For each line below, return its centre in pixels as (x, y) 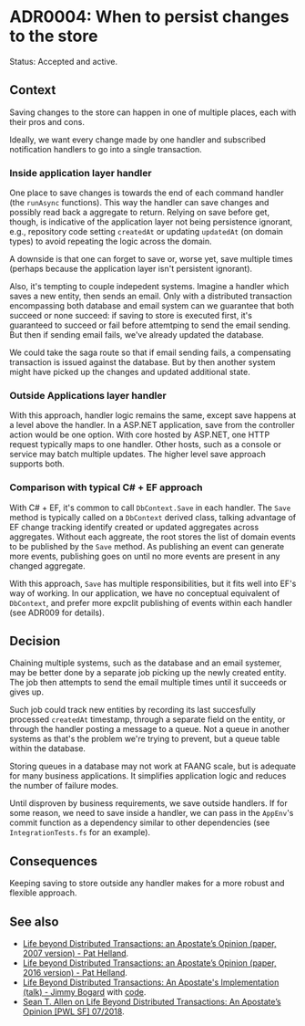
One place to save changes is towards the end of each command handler (147, 193)
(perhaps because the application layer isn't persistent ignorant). (131, 269)
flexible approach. (43, 893)
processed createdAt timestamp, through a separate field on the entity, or (147, 719)
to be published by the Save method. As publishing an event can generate (147, 546)
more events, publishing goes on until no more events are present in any (145, 556)
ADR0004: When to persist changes (149, 17)
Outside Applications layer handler (88, 395)
